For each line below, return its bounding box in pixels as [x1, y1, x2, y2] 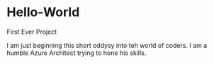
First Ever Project [6, 27, 57, 36]
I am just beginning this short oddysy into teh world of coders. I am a [6, 41, 208, 49]
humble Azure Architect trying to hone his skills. [6, 49, 147, 57]
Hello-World [6, 4, 80, 20]
